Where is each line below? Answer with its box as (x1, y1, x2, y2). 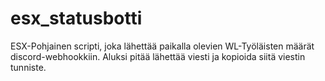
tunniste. (10, 61, 47, 73)
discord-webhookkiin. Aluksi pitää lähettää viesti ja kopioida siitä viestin (10, 50, 306, 62)
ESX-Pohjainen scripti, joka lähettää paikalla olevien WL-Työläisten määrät (10, 40, 315, 52)
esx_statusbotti (10, 7, 143, 30)
